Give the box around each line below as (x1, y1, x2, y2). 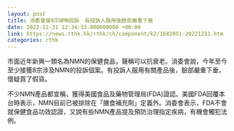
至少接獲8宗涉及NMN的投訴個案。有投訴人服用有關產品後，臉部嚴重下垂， (7, 66, 225, 74)
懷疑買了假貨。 (7, 75, 51, 84)
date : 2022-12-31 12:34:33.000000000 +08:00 (7, 23, 141, 30)
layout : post (7, 10, 46, 18)
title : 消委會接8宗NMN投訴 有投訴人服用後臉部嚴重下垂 (7, 17, 154, 24)
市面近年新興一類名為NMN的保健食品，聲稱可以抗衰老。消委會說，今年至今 (7, 57, 228, 66)
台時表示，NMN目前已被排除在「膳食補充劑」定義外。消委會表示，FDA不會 (7, 98, 228, 107)
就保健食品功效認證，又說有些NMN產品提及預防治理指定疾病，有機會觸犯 (7, 108, 221, 116)
